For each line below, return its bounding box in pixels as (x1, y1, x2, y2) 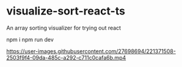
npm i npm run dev (6, 36, 54, 43)
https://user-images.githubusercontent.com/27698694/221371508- (6, 47, 176, 55)
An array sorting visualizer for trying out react (6, 24, 121, 31)
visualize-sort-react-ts (6, 4, 125, 18)
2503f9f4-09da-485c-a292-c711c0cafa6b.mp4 (6, 54, 126, 61)
